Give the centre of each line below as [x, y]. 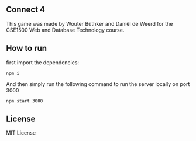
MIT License [21, 133]
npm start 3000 [25, 101]
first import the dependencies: [43, 62]
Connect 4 [26, 10]
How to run [27, 48]
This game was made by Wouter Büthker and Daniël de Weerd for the [90, 23]
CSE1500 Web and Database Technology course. [65, 30]
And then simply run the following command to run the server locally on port [98, 84]
